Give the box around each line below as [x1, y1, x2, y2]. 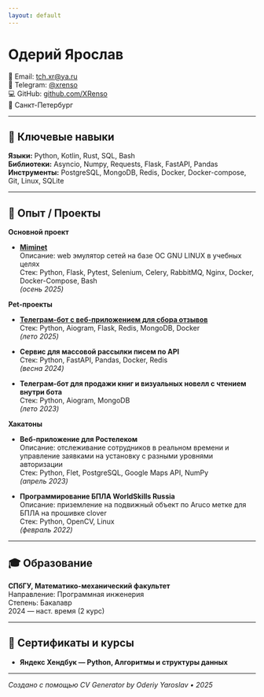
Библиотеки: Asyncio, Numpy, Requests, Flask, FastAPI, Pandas [8, 159, 218, 169]
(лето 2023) [19, 404, 60, 413]
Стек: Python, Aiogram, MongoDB [19, 395, 130, 406]
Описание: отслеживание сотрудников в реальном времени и [19, 443, 229, 453]
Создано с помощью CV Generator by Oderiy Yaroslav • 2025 [8, 680, 214, 689]
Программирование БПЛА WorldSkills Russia [19, 491, 175, 501]
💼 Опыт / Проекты [8, 206, 101, 220]
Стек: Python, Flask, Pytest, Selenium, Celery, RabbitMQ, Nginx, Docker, [19, 268, 254, 277]
